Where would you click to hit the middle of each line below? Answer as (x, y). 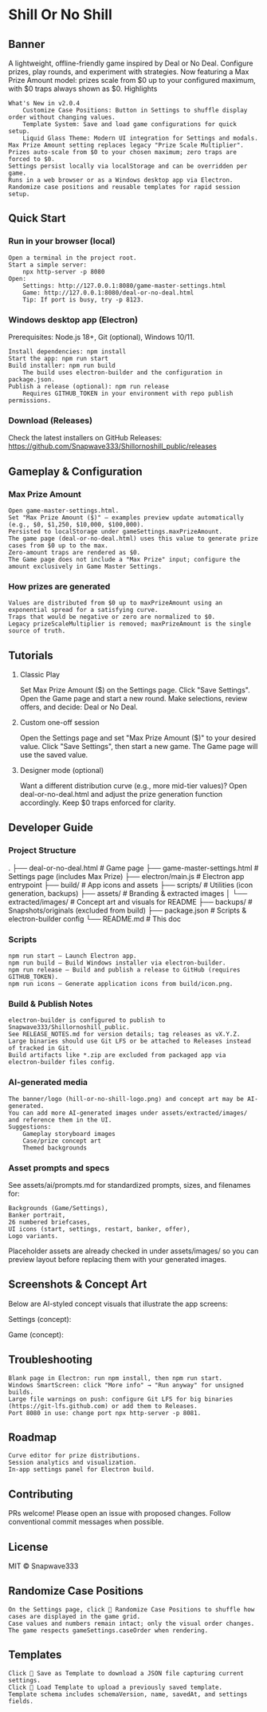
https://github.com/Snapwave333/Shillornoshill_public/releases (112, 446)
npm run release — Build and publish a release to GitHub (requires (124, 970)
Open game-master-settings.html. (64, 511)
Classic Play (40, 675)
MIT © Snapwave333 (43, 1566)
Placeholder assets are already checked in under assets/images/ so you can (133, 1251)
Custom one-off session (59, 723)
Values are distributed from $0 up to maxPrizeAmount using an (116, 603)
